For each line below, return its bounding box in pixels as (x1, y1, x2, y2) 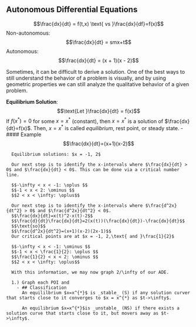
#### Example (6, 131, 42, 138)
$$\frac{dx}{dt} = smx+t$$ (65, 38, 132, 46)
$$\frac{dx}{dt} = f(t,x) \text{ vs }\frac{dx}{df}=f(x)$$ (33, 20, 164, 27)
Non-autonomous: (6, 29, 50, 36)
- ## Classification (16, 285, 67, 291)
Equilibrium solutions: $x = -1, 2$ (11, 152, 101, 158)
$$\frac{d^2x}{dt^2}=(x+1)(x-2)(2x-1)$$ (11, 229, 111, 234)
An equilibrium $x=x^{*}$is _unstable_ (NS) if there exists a (21, 305, 180, 311)
